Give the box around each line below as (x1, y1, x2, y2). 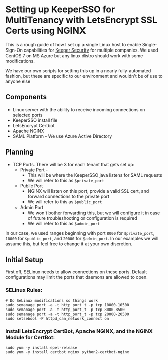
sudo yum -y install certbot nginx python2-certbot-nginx (5, 349, 129, 354)
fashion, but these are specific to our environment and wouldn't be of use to (5, 73, 163, 79)
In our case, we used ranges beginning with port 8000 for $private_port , (5, 230, 155, 236)
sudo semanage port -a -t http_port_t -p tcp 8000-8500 (5, 307, 125, 312)
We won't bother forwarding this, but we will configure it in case (27, 210, 160, 216)
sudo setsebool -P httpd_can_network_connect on (5, 316, 109, 321)
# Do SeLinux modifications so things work (5, 298, 98, 303)
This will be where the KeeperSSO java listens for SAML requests (27, 172, 162, 178)
